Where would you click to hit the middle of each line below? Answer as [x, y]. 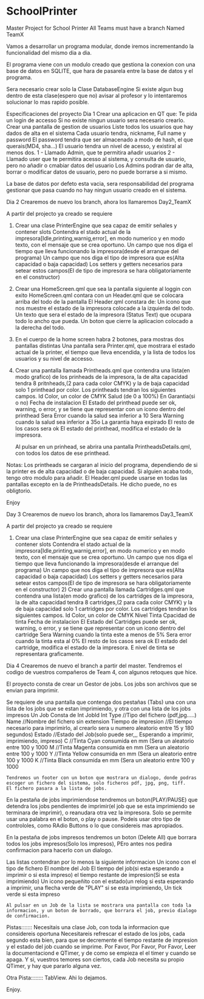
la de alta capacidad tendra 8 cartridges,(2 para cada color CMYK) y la [104, 602]
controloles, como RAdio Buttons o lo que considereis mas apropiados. [95, 825]
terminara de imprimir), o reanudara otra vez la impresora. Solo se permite [99, 813]
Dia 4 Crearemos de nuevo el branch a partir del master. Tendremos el [94, 666]
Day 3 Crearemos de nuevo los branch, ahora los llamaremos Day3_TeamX [100, 514]
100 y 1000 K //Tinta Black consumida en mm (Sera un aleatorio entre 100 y [100, 760]
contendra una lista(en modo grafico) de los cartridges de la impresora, [104, 596]
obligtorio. [19, 491]
